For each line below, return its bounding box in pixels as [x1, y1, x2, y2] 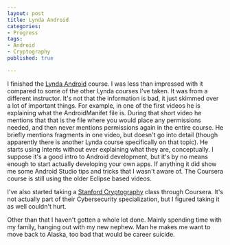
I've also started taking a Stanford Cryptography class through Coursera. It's [7, 187, 224, 196]
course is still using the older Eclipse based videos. [7, 174, 152, 183]
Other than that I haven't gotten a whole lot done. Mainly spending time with [7, 215, 222, 224]
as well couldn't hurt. [7, 202, 67, 210]
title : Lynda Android [7, 16, 69, 23]
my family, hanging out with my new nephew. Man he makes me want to [7, 222, 211, 231]
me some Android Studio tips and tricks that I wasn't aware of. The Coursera [7, 167, 224, 175]
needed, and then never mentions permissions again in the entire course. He [7, 123, 224, 131]
